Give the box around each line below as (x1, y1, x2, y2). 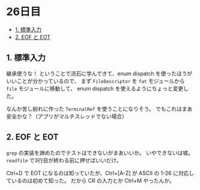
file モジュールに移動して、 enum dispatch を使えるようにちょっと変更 (6, 85, 184, 92)
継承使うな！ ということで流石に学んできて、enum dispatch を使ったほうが (6, 70, 193, 77)
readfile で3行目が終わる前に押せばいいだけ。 (6, 156, 122, 164)
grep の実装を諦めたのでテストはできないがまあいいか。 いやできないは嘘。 (6, 149, 194, 156)
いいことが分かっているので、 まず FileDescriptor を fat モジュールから (6, 77, 185, 84)
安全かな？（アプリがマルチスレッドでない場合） (6, 112, 127, 120)
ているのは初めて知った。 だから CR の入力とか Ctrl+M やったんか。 (6, 177, 175, 184)
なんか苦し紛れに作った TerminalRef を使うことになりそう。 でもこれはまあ (6, 105, 193, 112)
